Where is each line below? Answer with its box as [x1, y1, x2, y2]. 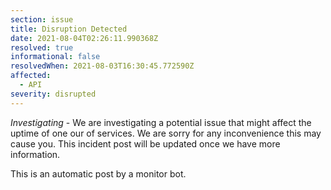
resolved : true [10, 42, 74, 53]
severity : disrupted [10, 89, 97, 99]
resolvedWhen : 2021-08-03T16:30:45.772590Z [10, 61, 195, 71]
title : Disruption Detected [10, 24, 128, 34]
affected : [10, 71, 52, 81]
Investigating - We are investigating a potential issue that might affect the [10, 116, 312, 128]
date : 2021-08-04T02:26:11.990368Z [10, 33, 159, 43]
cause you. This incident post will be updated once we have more [10, 137, 281, 150]
